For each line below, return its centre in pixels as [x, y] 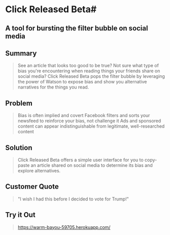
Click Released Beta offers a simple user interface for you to [80, 160]
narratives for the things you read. [53, 87]
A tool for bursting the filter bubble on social [77, 28]
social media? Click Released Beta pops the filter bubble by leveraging [91, 76]
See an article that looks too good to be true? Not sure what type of [88, 66]
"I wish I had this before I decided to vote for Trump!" [73, 199]
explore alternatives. [39, 171]
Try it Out [20, 215]
